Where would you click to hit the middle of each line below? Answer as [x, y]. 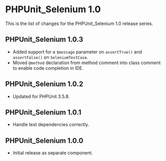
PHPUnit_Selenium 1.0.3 [44, 39]
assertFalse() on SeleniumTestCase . [50, 57]
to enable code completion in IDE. [48, 68]
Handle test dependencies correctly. [51, 125]
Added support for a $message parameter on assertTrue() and [77, 51]
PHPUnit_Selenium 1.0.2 [44, 84]
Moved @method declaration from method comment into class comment [87, 63]
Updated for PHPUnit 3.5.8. [41, 96]
